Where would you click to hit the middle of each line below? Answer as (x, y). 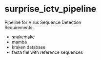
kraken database (29, 47)
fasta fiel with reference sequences (47, 52)
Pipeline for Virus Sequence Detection (43, 22)
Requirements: (19, 27)
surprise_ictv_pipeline (50, 9)
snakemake (23, 37)
